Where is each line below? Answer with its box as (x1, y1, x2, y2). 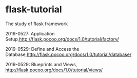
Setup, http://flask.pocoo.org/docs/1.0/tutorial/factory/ (5, 36, 119, 42)
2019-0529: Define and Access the (5, 46, 80, 52)
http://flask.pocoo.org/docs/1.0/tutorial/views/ (5, 67, 103, 73)
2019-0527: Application (5, 30, 55, 36)
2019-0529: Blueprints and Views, (5, 61, 77, 67)
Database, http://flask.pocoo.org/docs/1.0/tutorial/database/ (5, 51, 132, 57)
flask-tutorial (5, 4, 63, 15)
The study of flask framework (5, 21, 68, 27)
